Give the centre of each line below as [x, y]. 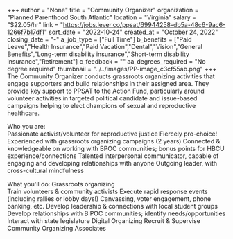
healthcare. [24, 113]
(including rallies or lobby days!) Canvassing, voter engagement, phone [109, 199]
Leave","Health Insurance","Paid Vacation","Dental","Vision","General [105, 47]
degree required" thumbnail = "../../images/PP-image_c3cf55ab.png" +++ [112, 69]
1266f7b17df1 [26, 32]
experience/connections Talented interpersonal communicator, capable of [113, 156]
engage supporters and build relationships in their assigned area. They [108, 83]
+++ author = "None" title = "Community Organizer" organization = [103, 10]
